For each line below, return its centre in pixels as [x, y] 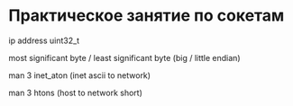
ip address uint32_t [44, 40]
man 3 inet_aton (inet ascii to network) [79, 75]
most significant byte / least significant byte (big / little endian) [124, 57]
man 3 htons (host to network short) [76, 93]
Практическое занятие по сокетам [146, 16]
